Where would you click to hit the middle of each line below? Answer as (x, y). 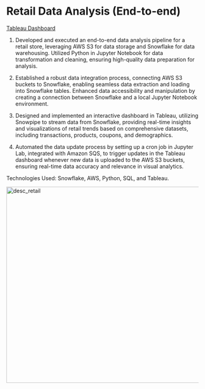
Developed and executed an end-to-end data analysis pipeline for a (100, 40)
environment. (32, 104)
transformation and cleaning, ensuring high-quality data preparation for (105, 59)
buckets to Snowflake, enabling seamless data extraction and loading (103, 84)
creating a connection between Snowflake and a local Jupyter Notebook (106, 97)
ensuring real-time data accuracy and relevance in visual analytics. (99, 166)
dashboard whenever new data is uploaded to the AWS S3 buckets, (100, 159)
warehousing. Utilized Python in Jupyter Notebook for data (89, 53)
